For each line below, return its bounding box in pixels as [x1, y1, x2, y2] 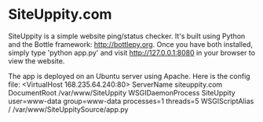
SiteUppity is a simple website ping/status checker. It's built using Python [8, 31, 246, 41]
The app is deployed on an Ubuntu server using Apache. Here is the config [8, 71, 250, 81]
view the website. [8, 56, 65, 66]
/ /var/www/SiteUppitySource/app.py [8, 104, 129, 114]
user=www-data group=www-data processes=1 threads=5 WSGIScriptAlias [8, 96, 254, 106]
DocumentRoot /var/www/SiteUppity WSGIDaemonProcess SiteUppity [8, 88, 236, 97]
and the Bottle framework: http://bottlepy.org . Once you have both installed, [8, 39, 254, 48]
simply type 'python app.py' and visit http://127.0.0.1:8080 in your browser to [8, 48, 256, 57]
